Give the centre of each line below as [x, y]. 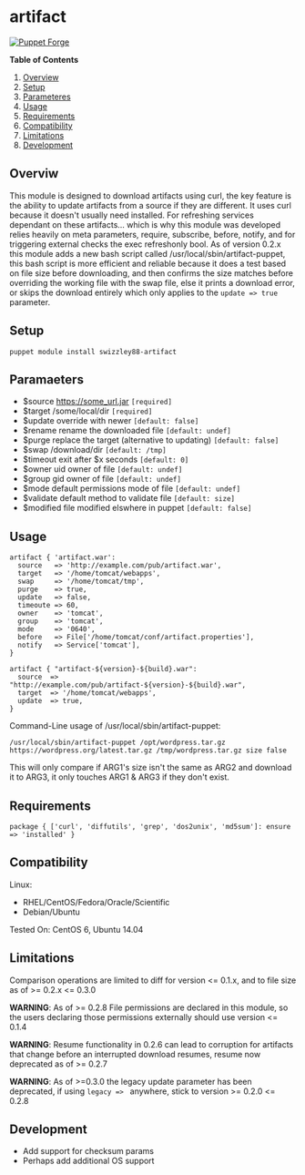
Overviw [34, 174]
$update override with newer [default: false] [111, 421]
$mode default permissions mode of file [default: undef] [132, 488]
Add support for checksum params [88, 1151]
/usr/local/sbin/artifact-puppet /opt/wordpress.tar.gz [117, 743]
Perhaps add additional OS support [88, 1161]
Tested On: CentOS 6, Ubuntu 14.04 [76, 929]
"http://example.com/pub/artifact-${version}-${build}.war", [128, 685]
